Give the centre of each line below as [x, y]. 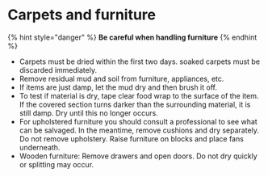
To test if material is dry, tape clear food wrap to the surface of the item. [139, 95]
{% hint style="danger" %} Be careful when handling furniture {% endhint [132, 37]
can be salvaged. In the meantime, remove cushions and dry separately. [139, 130]
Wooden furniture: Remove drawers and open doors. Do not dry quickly [138, 156]
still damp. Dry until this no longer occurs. [88, 113]
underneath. [40, 147]
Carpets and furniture [82, 15]
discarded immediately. [58, 70]
